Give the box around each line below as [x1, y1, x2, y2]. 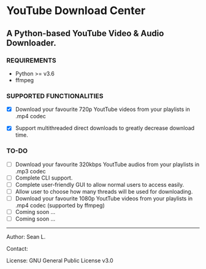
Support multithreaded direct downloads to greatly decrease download [15, 124, 195, 132]
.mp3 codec [15, 167, 46, 175]
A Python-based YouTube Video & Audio [6, 28, 164, 39]
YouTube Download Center [6, 4, 146, 18]
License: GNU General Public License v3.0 [6, 257, 113, 264]
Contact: [6, 245, 29, 252]
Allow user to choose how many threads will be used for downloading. [15, 188, 193, 195]
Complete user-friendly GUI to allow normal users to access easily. [15, 181, 185, 188]
